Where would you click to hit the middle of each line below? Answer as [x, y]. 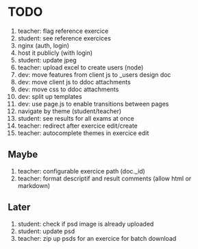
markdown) [34, 185]
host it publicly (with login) [55, 53]
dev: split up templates [50, 96]
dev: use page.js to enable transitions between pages [93, 104]
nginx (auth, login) [44, 45]
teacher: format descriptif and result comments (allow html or [104, 178]
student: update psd [46, 231]
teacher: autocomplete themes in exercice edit [83, 133]
